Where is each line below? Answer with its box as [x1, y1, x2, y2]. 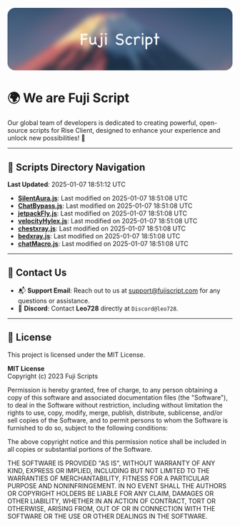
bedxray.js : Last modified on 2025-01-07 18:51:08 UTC [17, 232, 181, 241]
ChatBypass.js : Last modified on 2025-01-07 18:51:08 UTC [17, 201, 193, 211]
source [7, 126, 29, 135]
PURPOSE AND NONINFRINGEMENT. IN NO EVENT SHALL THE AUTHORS [7, 481, 227, 490]
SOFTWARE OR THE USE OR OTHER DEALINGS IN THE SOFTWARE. [7, 512, 208, 520]
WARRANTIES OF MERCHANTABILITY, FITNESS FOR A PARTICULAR [7, 474, 209, 482]
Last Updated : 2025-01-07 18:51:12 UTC [7, 180, 126, 189]
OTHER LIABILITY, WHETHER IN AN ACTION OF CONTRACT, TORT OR [7, 497, 216, 505]
